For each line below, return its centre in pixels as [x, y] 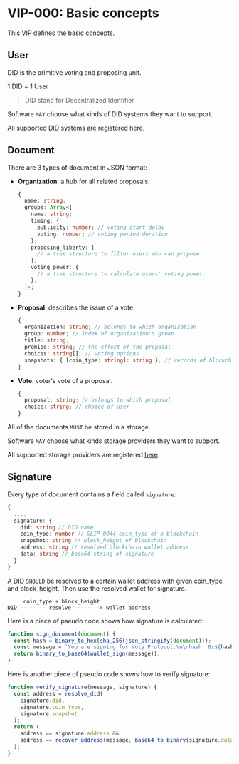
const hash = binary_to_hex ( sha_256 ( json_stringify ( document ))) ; [113, 641]
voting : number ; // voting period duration [102, 234]
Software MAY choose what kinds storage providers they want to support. [114, 441]
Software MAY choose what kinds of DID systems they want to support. [110, 114]
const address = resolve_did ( [58, 693]
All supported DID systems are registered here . [76, 128]
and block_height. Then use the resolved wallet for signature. [97, 588]
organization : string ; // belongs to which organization [111, 327]
